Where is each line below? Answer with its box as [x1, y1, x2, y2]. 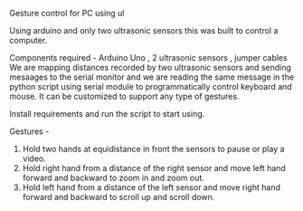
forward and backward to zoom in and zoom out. [22, 172, 205, 183]
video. [22, 153, 47, 164]
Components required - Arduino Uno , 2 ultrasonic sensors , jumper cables [9, 53, 288, 62]
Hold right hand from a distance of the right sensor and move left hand [22, 163, 287, 173]
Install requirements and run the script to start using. [9, 109, 205, 119]
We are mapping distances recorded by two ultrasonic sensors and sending [9, 62, 292, 72]
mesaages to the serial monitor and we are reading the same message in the [9, 72, 295, 82]
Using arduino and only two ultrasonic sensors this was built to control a [9, 25, 279, 35]
